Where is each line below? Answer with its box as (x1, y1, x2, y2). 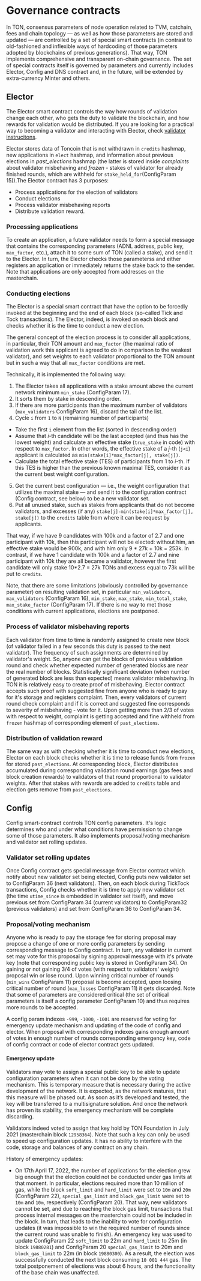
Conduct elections (14, 194, 61, 202)
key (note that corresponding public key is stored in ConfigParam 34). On (6, 959, 188, 967)
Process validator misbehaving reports (14, 201, 111, 208)
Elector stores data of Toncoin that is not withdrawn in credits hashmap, (6, 145, 186, 152)
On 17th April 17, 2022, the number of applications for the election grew (14, 1166, 191, 1174)
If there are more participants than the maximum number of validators (14, 401, 188, 409)
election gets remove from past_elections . (6, 785, 112, 793)
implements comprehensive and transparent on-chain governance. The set (6, 55, 192, 62)
